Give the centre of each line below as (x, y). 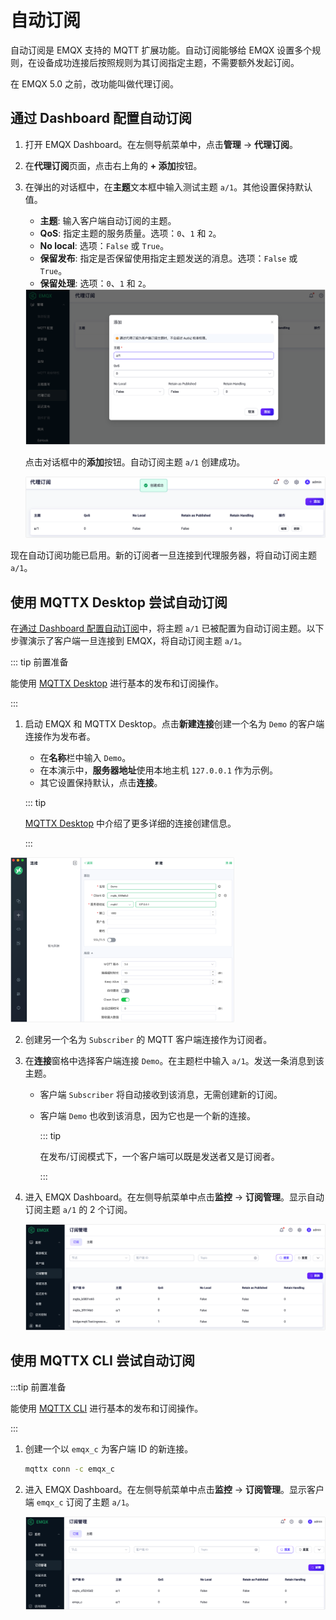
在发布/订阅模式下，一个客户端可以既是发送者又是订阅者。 (159, 1157)
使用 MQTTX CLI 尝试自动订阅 (102, 1361)
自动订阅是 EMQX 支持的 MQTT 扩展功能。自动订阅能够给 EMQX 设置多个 (161, 50)
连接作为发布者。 (60, 737)
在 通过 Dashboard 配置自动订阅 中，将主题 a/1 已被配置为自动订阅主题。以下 (167, 628)
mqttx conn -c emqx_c (69, 1469)
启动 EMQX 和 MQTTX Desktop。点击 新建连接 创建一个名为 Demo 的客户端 (174, 724)
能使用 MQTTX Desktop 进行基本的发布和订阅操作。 (117, 683)
